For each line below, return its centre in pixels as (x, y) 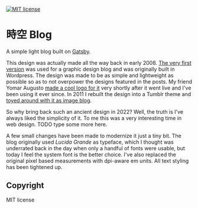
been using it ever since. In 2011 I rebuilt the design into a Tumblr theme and (99, 94)
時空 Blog (29, 35)
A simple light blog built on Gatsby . (48, 51)
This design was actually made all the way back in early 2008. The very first (99, 62)
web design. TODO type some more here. (57, 124)
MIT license (20, 200)
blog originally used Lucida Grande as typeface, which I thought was (90, 142)
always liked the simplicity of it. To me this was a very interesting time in (94, 118)
